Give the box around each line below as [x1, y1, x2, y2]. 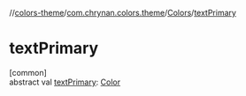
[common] [9, 67, 47, 78]
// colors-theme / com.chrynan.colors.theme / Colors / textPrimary [9, 8, 237, 18]
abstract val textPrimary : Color [9, 77, 121, 87]
